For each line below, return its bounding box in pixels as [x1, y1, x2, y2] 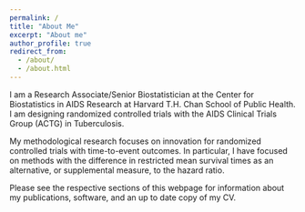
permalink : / [9, 13, 59, 23]
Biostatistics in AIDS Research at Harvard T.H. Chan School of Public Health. [9, 98, 296, 109]
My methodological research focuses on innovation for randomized [9, 136, 262, 146]
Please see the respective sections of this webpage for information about [9, 182, 285, 193]
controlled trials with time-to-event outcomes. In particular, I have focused [9, 145, 289, 156]
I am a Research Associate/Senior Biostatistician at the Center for [9, 88, 255, 100]
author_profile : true [9, 38, 92, 48]
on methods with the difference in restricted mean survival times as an [9, 155, 274, 166]
